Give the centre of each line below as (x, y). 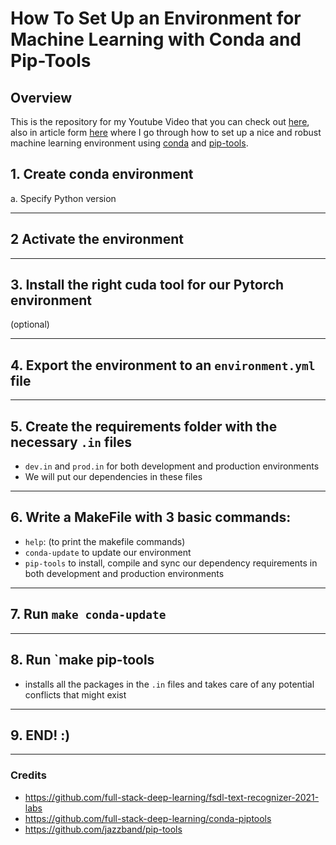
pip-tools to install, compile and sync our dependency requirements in (171, 563)
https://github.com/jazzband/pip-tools (103, 829)
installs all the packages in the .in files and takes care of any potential (169, 684)
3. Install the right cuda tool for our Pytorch (147, 285)
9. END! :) (40, 735)
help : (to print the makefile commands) (105, 541)
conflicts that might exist (75, 694)
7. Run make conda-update (88, 614)
